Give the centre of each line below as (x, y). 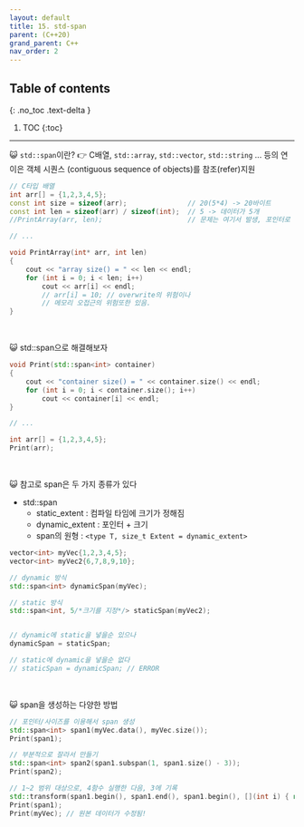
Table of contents (60, 88)
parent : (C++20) (40, 34)
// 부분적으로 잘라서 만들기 (54, 755)
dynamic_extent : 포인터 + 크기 (92, 525)
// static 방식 (36, 603)
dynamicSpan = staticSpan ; (60, 644)
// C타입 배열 (32, 186)
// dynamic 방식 (38, 578)
